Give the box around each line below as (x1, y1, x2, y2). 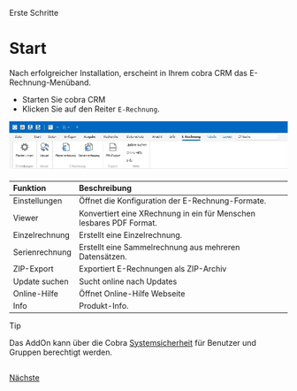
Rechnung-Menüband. (9, 77, 91, 88)
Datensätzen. (79, 251, 127, 262)
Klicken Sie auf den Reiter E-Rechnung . (21, 103, 161, 114)
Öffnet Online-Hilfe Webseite (79, 287, 186, 299)
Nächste (9, 372, 40, 383)
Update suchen (12, 276, 69, 287)
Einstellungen (12, 195, 63, 206)
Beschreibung (79, 183, 133, 194)
